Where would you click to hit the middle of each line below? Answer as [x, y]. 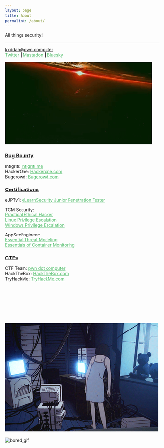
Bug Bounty [19, 156]
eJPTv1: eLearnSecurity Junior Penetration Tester [55, 200]
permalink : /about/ [25, 21]
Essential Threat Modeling [31, 239]
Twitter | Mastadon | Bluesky [34, 55]
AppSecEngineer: [23, 235]
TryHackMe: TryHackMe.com [35, 279]
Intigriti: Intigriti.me [24, 166]
